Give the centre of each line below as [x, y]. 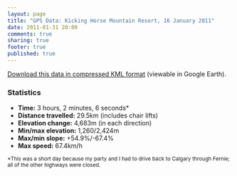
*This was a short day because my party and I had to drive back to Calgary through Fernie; [118, 159]
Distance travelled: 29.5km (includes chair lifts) [88, 115]
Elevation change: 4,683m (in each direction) [85, 123]
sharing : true [28, 41]
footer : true [27, 47]
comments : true [30, 34]
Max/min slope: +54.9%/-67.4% [65, 138]
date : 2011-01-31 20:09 [43, 27]
